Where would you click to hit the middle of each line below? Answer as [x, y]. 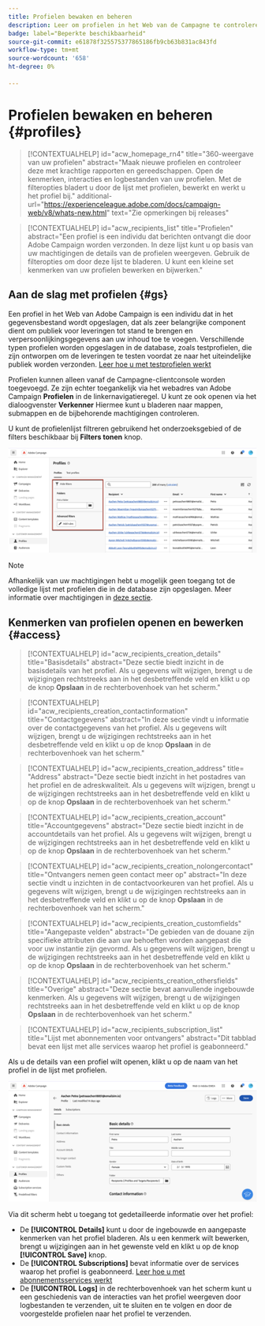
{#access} [35, 635]
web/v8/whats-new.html [67, 213]
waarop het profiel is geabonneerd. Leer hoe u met [102, 1271]
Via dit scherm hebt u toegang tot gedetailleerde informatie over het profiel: [131, 1215]
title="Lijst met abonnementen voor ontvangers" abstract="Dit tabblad [142, 1038]
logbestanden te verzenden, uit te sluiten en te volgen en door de [126, 1305]
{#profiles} [45, 132]
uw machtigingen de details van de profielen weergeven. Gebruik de [138, 253]
